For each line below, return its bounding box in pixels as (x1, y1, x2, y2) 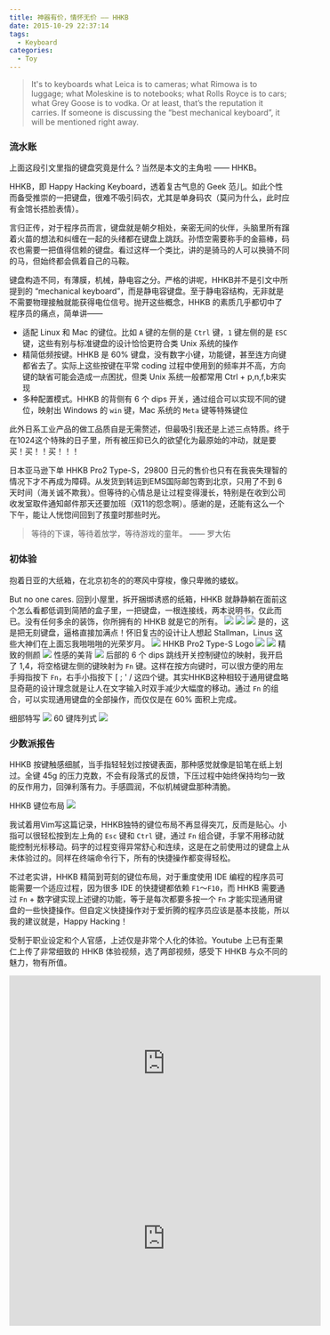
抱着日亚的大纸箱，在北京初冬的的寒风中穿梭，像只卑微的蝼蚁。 (9, 575, 243, 586)
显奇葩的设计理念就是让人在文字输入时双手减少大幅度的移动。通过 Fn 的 (9, 683, 271, 693)
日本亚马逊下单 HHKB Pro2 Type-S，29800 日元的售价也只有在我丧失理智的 (9, 465, 287, 476)
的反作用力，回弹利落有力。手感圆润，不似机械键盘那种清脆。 (9, 781, 236, 792)
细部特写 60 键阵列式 (9, 713, 98, 724)
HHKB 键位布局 (9, 800, 65, 811)
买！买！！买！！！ (9, 446, 80, 457)
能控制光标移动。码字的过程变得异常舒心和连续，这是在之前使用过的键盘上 (9, 841, 282, 852)
